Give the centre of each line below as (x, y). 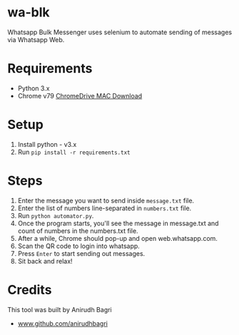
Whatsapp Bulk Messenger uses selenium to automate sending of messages (120, 32)
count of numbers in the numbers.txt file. (78, 231)
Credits (30, 290)
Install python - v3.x (47, 144)
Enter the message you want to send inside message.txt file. (106, 200)
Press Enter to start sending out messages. (81, 253)
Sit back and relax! (45, 261)
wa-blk (29, 12)
